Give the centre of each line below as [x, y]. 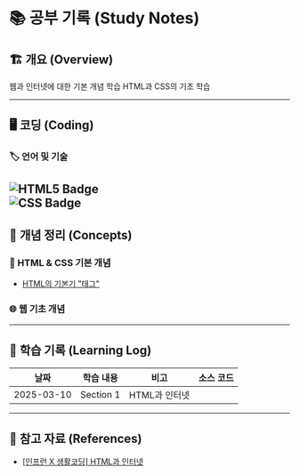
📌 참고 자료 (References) [76, 438]
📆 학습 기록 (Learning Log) [81, 351]
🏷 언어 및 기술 [39, 157]
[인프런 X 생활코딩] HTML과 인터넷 [83, 462]
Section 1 [100, 394]
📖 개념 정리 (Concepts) [71, 235]
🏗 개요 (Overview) [61, 59]
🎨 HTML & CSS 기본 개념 [60, 263]
